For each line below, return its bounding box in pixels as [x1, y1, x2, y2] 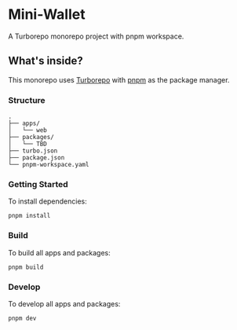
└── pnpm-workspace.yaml [8, 161, 89, 169]
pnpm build [8, 263, 44, 271]
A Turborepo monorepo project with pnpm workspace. [8, 31, 184, 41]
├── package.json [8, 154, 65, 162]
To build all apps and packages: [8, 247, 111, 257]
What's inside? [8, 54, 84, 68]
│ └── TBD [8, 140, 47, 148]
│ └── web [8, 126, 47, 134]
